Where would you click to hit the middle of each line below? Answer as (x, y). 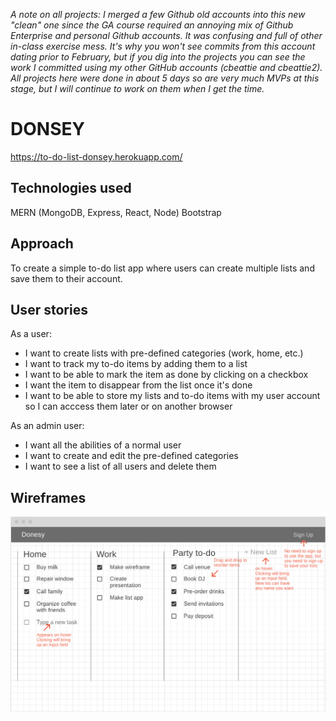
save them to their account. (66, 278)
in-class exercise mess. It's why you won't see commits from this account (163, 46)
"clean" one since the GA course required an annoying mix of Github (152, 25)
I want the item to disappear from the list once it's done (138, 385)
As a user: (31, 334)
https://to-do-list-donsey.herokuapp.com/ (96, 156)
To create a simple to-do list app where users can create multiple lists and (162, 268)
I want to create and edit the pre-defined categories (131, 456)
